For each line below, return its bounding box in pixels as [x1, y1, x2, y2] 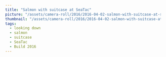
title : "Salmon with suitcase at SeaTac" [5, 7, 92, 12]
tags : [5, 21, 16, 26]
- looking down [9, 26, 41, 31]
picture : [5, 12, 23, 17]
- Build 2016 [9, 44, 37, 49]
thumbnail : [5, 16, 28, 21]
